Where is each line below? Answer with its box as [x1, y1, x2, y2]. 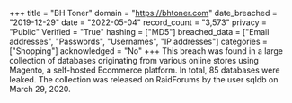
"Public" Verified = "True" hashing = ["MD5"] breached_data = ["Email [9, 27, 270, 37]
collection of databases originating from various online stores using [9, 56, 259, 65]
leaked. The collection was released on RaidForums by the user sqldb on [9, 74, 279, 84]
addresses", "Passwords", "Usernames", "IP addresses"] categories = [9, 36, 268, 47]
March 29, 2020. [9, 84, 72, 94]
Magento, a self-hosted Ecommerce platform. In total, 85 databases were [9, 64, 280, 75]
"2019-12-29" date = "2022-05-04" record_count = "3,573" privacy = [9, 17, 267, 28]
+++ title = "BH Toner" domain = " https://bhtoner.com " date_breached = [9, 8, 278, 18]
